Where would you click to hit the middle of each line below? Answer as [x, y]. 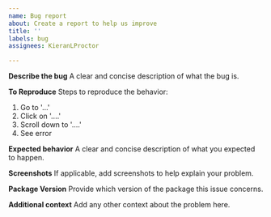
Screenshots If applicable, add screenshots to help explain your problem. [131, 173]
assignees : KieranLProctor [54, 46]
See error [36, 134]
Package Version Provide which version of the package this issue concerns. [136, 189]
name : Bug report [38, 16]
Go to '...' [35, 108]
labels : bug [28, 38]
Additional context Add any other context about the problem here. [119, 205]
